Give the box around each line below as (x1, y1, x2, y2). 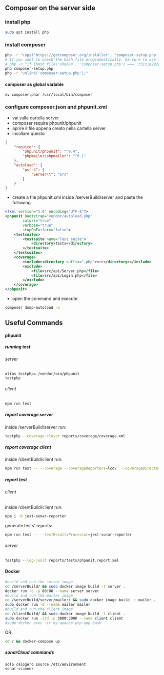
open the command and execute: (12, 296, 79, 301)
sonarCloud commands (5, 649, 54, 655)
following (12, 200, 31, 206)
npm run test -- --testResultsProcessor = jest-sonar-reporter (5, 532, 132, 537)
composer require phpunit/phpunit (12, 120, 82, 126)
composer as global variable (5, 81, 64, 87)
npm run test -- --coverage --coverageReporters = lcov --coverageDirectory (5, 466, 163, 471)
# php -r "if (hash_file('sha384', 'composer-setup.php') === (5, 61, 134, 67)
